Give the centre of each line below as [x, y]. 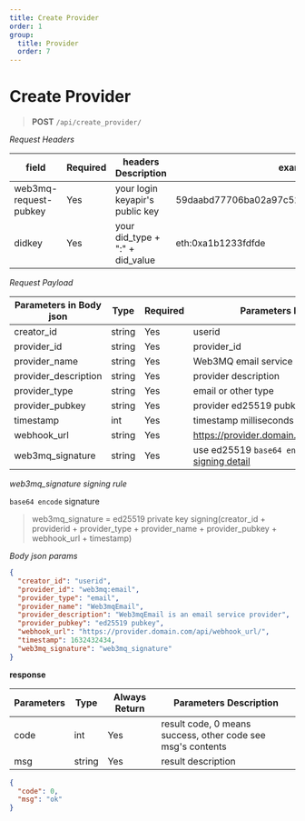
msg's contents [194, 746]
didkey [28, 244]
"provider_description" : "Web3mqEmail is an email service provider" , [154, 615]
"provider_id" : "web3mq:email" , [79, 589]
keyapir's [134, 200]
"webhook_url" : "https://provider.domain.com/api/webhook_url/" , [144, 632]
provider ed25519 [232, 405]
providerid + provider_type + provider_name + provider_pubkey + [154, 529]
